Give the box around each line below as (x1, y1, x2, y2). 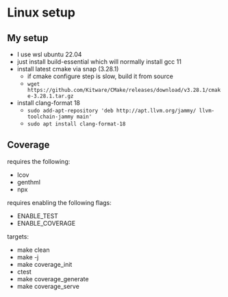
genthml (16, 178, 41, 186)
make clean (16, 246, 50, 254)
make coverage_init (16, 260, 73, 268)
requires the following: (7, 157, 71, 165)
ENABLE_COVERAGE (16, 219, 76, 227)
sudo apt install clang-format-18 (27, 121, 126, 128)
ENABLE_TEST (16, 211, 58, 220)
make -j (16, 252, 39, 261)
